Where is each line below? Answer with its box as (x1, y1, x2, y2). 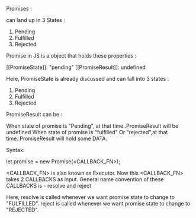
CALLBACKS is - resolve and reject (6, 182, 92, 189)
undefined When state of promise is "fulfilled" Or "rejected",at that (6, 129, 168, 135)
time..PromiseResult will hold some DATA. (6, 135, 108, 142)
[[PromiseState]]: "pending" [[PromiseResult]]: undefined (6, 64, 146, 71)
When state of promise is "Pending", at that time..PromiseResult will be (6, 122, 179, 129)
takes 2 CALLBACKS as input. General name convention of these (6, 176, 164, 183)
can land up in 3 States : (6, 17, 65, 23)
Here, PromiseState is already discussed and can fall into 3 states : (6, 75, 169, 82)
